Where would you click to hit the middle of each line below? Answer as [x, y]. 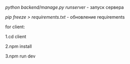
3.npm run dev [20, 56]
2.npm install [18, 46]
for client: [15, 27]
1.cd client [16, 37]
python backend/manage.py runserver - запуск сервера [65, 7]
